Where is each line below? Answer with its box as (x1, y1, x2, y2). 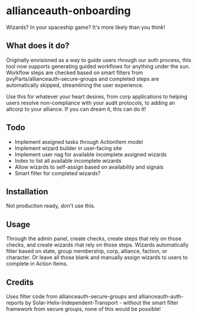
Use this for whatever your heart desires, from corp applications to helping (6, 93, 188, 100)
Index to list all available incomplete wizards (14, 157, 122, 164)
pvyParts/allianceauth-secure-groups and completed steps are (6, 75, 159, 82)
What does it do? (6, 41, 70, 51)
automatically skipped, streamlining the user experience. (6, 81, 144, 88)
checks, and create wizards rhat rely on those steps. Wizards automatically (6, 241, 189, 248)
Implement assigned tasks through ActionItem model (14, 138, 143, 145)
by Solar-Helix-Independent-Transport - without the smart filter (25, 299, 179, 306)
